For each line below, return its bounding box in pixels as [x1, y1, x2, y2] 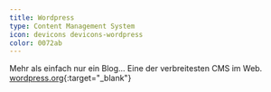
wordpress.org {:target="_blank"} [9, 73, 132, 84]
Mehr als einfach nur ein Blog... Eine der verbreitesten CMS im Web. [9, 63, 263, 74]
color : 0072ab [9, 38, 63, 48]
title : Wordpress [9, 13, 75, 23]
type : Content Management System [9, 22, 135, 31]
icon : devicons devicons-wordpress [9, 30, 144, 39]
